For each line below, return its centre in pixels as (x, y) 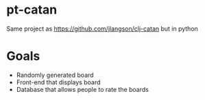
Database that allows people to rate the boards (82, 89)
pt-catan (32, 10)
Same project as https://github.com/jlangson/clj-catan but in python (102, 29)
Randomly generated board (55, 75)
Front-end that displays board (58, 82)
